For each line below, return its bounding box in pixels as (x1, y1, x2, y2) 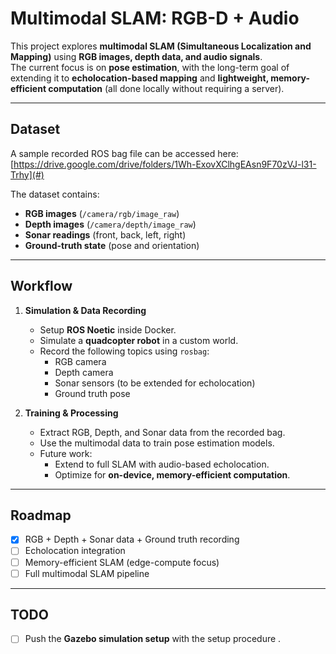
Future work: (39, 447, 93, 459)
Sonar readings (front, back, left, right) (24, 228, 187, 241)
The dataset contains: (10, 188, 100, 200)
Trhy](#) (10, 168, 45, 181)
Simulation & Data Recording (24, 304, 147, 316)
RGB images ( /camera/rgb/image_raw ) (24, 207, 180, 219)
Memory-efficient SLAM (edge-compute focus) (24, 556, 220, 568)
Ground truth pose (54, 387, 131, 399)
